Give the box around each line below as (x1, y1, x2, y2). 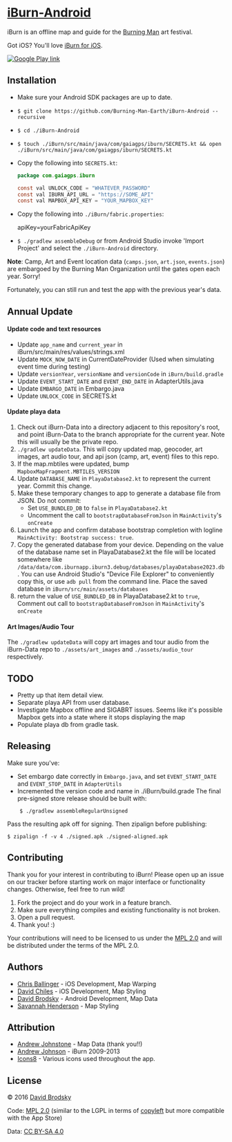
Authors (7, 961, 43, 973)
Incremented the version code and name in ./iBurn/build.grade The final (17, 786, 221, 795)
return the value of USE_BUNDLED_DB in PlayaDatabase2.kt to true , (17, 592, 200, 600)
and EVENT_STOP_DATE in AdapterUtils (17, 780, 122, 788)
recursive (17, 113, 46, 120)
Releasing (7, 740, 51, 752)
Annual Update (7, 306, 73, 317)
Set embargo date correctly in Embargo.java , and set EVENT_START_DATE (17, 772, 217, 780)
